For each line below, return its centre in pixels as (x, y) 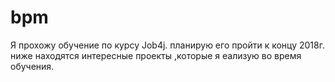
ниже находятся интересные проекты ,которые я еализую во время (156, 55)
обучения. (32, 66)
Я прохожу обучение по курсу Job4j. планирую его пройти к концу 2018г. (167, 45)
